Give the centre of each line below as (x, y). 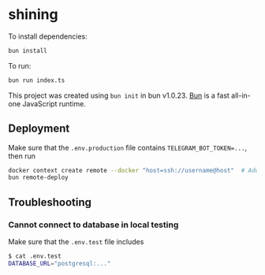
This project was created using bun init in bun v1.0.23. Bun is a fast (119, 95)
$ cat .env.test (35, 256)
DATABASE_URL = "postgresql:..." (60, 263)
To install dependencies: (48, 36)
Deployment (39, 129)
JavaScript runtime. (54, 103)
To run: (20, 65)
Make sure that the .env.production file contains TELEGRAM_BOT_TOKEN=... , (128, 147)
